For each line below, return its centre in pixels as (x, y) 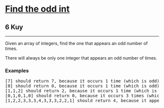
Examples (17, 70)
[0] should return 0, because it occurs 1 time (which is (76, 86)
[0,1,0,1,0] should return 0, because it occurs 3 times (75, 96)
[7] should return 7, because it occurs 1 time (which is (76, 81)
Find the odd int (37, 9)
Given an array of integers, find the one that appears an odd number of (76, 43)
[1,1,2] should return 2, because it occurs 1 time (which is (81, 91)
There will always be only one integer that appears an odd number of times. (81, 58)
